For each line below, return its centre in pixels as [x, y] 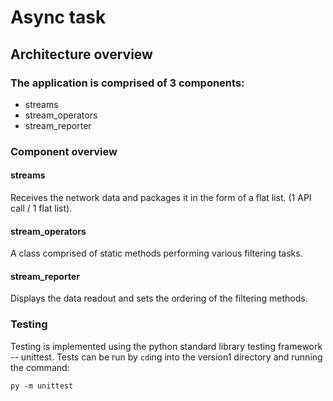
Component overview [64, 151]
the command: [40, 367]
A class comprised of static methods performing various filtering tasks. [156, 253]
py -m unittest [42, 386]
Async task [58, 17]
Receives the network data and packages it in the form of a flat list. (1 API [161, 197]
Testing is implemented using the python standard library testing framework [166, 346]
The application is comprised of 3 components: [127, 83]
